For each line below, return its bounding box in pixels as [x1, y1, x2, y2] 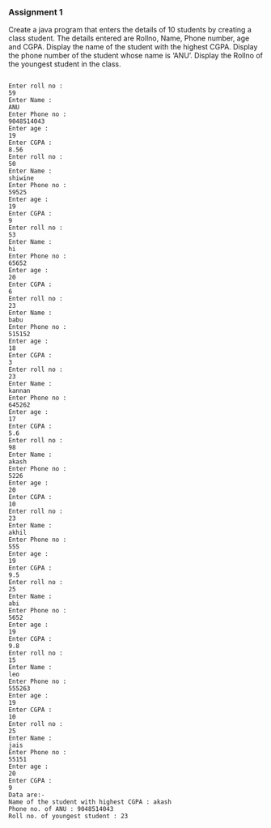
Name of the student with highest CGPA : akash [8, 798, 172, 806]
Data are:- [8, 791, 45, 800]
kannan [8, 387, 31, 395]
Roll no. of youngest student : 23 [8, 813, 129, 821]
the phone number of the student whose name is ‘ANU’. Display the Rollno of [8, 51, 263, 61]
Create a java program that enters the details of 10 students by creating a [8, 25, 252, 35]
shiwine [8, 174, 35, 182]
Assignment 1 [8, 6, 63, 18]
